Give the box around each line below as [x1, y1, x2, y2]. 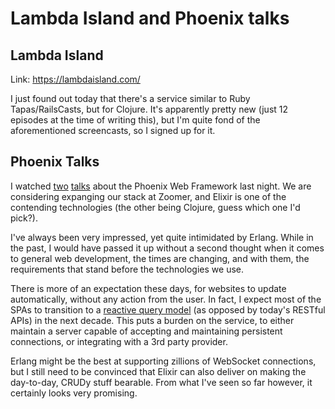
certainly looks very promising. [10, 387, 138, 399]
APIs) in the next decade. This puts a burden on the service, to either [10, 314, 295, 326]
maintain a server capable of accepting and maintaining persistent [10, 325, 283, 337]
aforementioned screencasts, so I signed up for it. [10, 125, 216, 136]
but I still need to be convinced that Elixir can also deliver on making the [10, 365, 307, 377]
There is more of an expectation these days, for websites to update [10, 282, 287, 294]
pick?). [10, 212, 38, 224]
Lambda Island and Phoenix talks [10, 7, 290, 30]
